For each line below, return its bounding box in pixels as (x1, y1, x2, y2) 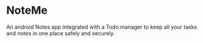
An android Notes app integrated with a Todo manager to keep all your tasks (6, 23, 198, 30)
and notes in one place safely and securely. (6, 29, 115, 36)
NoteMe (6, 4, 47, 17)
